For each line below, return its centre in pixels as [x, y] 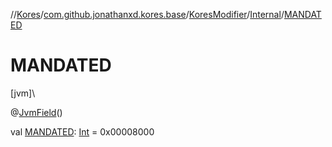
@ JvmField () [36, 112]
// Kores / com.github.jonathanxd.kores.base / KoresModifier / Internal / [147, 14]
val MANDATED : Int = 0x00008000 [82, 131]
